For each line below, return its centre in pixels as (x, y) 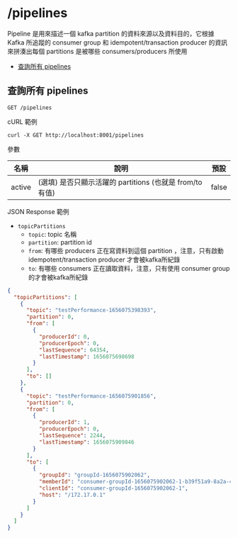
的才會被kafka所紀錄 (58, 277)
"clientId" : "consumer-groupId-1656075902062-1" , (114, 488)
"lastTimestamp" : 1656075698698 (86, 357)
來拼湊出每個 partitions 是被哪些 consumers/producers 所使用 (97, 51)
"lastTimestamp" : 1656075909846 (86, 442)
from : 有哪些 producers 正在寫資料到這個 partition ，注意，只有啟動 (126, 250)
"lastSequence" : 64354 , (74, 350)
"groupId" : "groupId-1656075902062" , (95, 475)
